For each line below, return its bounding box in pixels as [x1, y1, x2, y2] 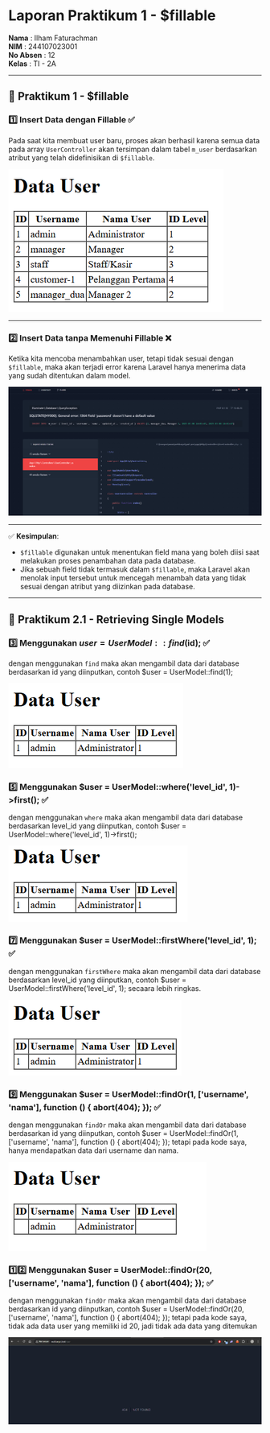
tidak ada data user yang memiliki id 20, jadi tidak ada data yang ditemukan [8, 1321, 258, 1331]
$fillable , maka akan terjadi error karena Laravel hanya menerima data [8, 361, 247, 372]
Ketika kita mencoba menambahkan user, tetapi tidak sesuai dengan [8, 353, 235, 363]
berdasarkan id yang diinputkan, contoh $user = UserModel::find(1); [8, 667, 234, 677]
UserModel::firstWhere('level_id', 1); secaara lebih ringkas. [8, 983, 202, 993]
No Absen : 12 [8, 50, 55, 60]
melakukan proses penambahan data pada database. [19, 556, 197, 566]
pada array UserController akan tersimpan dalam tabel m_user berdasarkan [8, 144, 257, 154]
